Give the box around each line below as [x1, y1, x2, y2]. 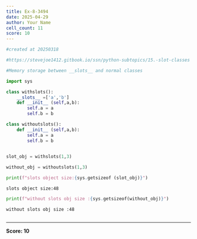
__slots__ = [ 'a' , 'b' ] [16, 95, 69, 100]
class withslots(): [6, 89, 54, 95]
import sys [6, 78, 33, 84]
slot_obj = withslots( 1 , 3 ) [6, 154, 72, 160]
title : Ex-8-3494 [6, 8, 49, 15]
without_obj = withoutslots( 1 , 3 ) [6, 164, 88, 170]
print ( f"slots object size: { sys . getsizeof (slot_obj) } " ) [6, 175, 148, 181]
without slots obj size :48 [6, 206, 75, 212]
